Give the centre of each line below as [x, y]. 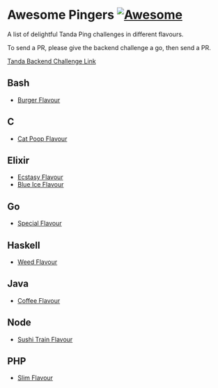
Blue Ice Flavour [40, 185]
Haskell [24, 245]
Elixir [18, 160]
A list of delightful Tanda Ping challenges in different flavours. [95, 34]
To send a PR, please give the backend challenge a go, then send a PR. [109, 47]
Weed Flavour [37, 262]
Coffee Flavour [39, 300]
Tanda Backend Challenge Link [52, 61]
